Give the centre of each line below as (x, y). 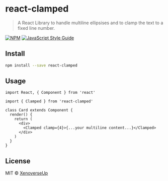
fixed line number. (36, 28)
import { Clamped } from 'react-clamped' (49, 101)
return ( (23, 119)
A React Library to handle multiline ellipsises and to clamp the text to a (90, 23)
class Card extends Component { (39, 110)
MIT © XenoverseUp (27, 173)
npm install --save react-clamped (41, 65)
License (18, 161)
